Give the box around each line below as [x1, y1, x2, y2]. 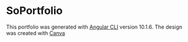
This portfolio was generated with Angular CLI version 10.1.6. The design [6, 23, 183, 30]
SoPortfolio [6, 4, 63, 17]
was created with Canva [6, 29, 65, 36]
